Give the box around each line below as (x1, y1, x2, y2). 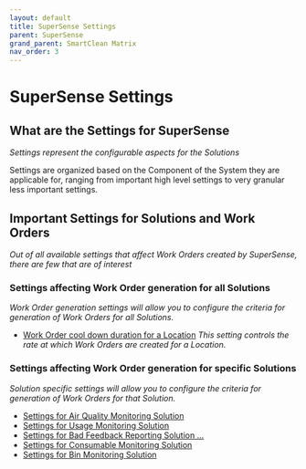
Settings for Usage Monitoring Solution (22, 420, 170, 431)
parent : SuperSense (9, 30, 84, 39)
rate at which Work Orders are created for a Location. (22, 339, 227, 350)
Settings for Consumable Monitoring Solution (22, 439, 193, 450)
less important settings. (9, 184, 99, 195)
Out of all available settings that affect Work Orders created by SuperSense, (9, 248, 298, 260)
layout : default (9, 13, 71, 23)
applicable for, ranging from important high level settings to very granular (9, 174, 285, 185)
